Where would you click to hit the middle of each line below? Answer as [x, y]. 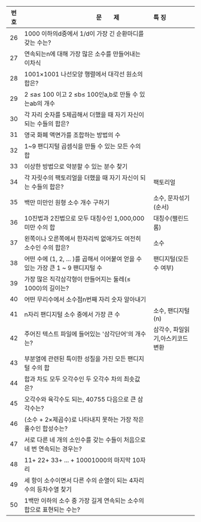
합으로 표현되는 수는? [52, 510]
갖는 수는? [38, 43]
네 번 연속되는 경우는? [53, 449]
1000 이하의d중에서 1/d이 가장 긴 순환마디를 [84, 34]
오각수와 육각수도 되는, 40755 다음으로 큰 [80, 399]
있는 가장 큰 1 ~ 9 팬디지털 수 [63, 268]
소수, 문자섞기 [172, 198]
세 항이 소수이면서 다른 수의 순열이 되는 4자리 [84, 480]
